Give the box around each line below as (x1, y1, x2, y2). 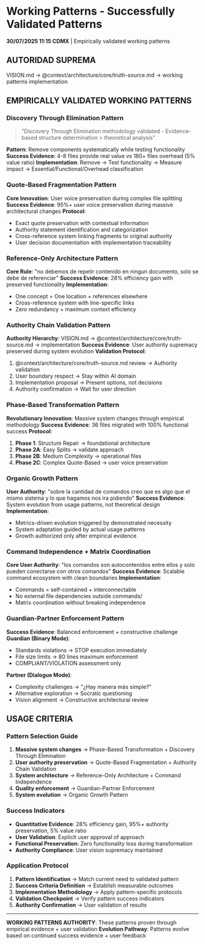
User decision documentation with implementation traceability (15, 239, 172, 246)
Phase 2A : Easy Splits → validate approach (15, 445, 124, 453)
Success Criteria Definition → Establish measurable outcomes (15, 882, 174, 889)
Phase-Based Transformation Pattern (6, 401, 120, 409)
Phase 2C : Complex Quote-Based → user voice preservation (15, 459, 168, 466)
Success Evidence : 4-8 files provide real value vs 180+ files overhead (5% (6, 153, 195, 160)
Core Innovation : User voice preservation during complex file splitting (6, 194, 182, 202)
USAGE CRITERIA (6, 713, 73, 724)
